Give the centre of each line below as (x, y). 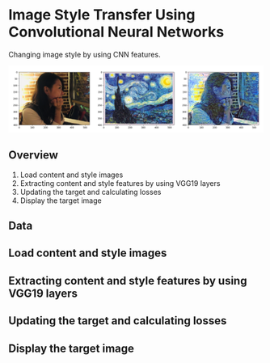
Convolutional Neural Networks (116, 32)
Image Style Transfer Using (102, 15)
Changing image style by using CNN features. (84, 54)
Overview (34, 155)
